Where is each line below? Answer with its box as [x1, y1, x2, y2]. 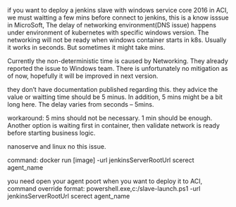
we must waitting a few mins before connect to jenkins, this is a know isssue [7, 13, 229, 22]
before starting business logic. [7, 129, 96, 137]
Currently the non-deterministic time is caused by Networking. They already [7, 57, 229, 65]
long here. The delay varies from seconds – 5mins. [7, 100, 154, 108]
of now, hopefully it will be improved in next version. [7, 72, 159, 80]
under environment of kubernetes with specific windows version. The [7, 28, 209, 36]
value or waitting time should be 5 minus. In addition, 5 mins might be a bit [7, 93, 223, 101]
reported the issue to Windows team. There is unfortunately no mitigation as [7, 65, 228, 72]
